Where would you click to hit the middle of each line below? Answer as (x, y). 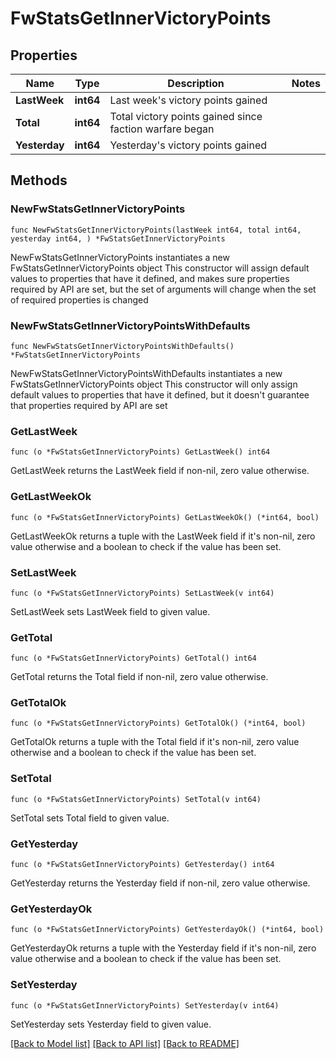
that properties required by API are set (89, 405)
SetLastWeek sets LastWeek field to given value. (110, 611)
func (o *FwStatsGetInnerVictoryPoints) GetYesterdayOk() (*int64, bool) (167, 930)
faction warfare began (162, 129)
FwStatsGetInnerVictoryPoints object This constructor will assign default (160, 268)
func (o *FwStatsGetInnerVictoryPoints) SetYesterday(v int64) (145, 1005)
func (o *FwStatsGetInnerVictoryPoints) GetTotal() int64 (133, 658)
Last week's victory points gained (188, 100)
